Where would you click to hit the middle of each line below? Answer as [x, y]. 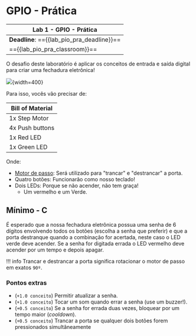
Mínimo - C [27, 211]
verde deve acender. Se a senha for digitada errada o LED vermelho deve [95, 243]
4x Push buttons [32, 128]
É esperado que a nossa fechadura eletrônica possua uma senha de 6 [91, 224]
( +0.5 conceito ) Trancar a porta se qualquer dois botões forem [91, 321]
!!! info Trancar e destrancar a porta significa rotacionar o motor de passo [95, 261]
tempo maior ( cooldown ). [45, 315]
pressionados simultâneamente [53, 327]
